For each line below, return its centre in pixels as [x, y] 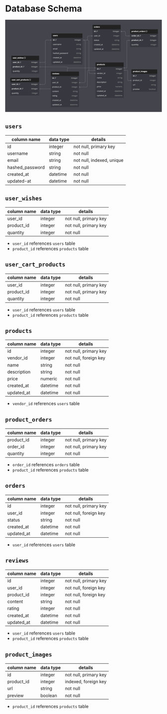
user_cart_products [35, 265]
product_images [29, 654]
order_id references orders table [46, 464]
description [19, 372]
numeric [49, 379]
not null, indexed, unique [99, 160]
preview [15, 695]
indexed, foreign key [86, 682]
